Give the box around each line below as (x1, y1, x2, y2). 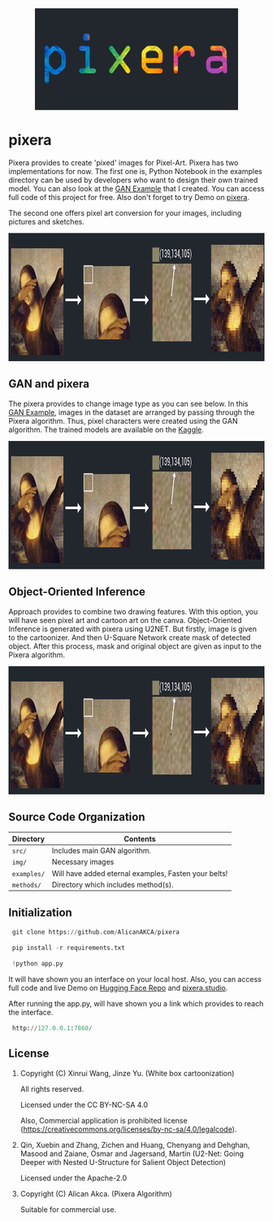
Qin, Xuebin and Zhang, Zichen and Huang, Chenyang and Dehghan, (19, 1140, 250, 1149)
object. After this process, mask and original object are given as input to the (8, 641, 262, 651)
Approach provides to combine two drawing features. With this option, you (8, 606, 258, 617)
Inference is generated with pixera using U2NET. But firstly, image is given (8, 624, 258, 634)
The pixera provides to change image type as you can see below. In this (8, 399, 249, 408)
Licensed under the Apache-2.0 (19, 1173, 128, 1183)
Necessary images (51, 857, 115, 867)
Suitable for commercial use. (19, 1204, 116, 1214)
